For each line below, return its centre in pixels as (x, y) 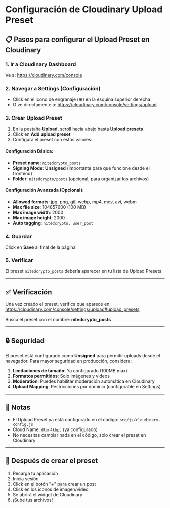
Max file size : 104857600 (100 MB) (49, 207)
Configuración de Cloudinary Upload (84, 9)
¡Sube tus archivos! (33, 500)
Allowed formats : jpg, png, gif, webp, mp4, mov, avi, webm (74, 202)
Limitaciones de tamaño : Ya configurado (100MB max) (70, 371)
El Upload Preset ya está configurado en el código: (66, 419)
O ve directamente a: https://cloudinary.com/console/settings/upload (84, 105)
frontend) (23, 173)
